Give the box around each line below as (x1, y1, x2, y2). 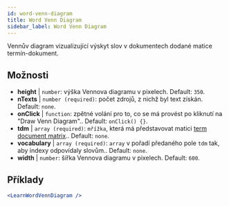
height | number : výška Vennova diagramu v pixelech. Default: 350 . (17, 88, 205, 96)
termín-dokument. (7, 49, 59, 57)
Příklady (7, 174, 44, 185)
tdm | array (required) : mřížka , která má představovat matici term (17, 124, 208, 133)
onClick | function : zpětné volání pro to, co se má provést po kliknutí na (17, 110, 223, 118)
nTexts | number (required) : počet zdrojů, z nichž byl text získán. (17, 95, 203, 104)
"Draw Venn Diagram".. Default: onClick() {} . (17, 117, 148, 125)
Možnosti (7, 69, 49, 81)
